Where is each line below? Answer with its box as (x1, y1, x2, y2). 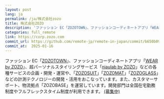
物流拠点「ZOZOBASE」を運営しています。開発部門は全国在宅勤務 (21, 82, 156, 88)
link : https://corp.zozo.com (5, 35, 64, 40)
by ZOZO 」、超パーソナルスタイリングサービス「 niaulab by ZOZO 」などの (5, 64, 153, 70)
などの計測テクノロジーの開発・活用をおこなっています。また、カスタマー (5, 76, 154, 82)
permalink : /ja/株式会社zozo (5, 16, 61, 21)
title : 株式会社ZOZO (5, 21, 44, 26)
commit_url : (5, 39, 29, 44)
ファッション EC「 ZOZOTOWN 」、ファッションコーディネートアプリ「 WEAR (5, 57, 158, 64)
